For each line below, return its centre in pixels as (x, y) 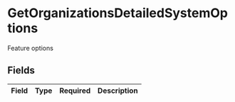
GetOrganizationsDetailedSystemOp (117, 13)
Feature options (30, 48)
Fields (21, 70)
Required (75, 91)
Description (118, 91)
